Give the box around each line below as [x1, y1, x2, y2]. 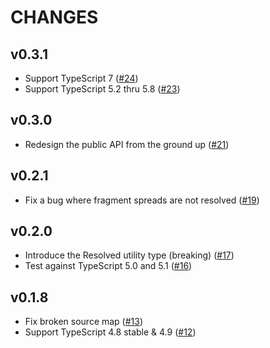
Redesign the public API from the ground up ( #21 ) [24, 138, 230, 150]
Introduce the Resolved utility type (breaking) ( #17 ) [24, 249, 235, 261]
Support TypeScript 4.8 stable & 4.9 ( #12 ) [24, 326, 197, 338]
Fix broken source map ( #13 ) [24, 316, 144, 328]
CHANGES [10, 6, 99, 29]
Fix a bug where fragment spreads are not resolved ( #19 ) [24, 194, 260, 206]
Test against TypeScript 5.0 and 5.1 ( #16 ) [24, 260, 193, 272]
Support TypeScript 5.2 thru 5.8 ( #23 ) [24, 83, 181, 95]
